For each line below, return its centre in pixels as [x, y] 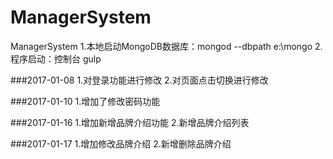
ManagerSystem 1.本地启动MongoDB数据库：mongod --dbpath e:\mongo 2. [166, 46]
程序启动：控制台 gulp [56, 58]
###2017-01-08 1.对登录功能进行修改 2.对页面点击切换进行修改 [139, 80]
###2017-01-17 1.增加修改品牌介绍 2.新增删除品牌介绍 [121, 143]
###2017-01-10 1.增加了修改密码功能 [85, 101]
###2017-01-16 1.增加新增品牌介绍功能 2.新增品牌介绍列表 [130, 122]
